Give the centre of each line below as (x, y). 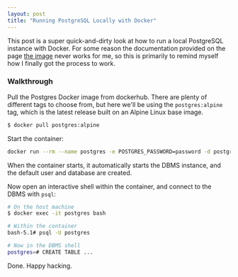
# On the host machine (41, 207)
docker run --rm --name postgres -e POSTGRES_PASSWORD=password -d (109, 152)
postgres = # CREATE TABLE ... (50, 252)
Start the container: (35, 138)
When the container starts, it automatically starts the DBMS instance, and (114, 165)
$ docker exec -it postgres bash (57, 213)
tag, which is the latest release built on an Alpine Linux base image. (106, 112)
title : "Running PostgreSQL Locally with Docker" (82, 21)
